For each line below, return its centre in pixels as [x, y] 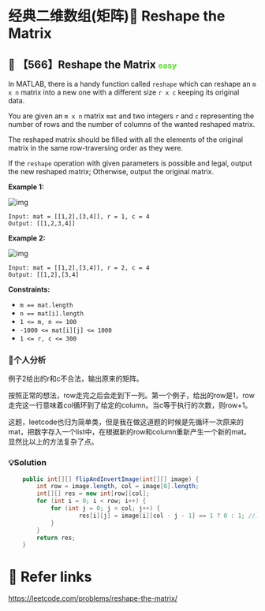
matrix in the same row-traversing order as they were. [96, 148]
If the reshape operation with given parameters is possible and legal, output [130, 163]
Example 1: [26, 187]
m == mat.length [46, 305]
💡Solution [28, 463]
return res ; [56, 538]
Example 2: [27, 238]
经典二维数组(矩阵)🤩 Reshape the [117, 16]
